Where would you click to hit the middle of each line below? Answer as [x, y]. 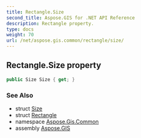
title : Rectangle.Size [35, 12]
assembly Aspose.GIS [42, 128]
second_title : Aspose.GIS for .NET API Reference [71, 18]
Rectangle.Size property [54, 65]
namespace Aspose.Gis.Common [57, 121]
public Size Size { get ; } [41, 79]
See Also [20, 95]
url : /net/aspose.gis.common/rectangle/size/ [65, 40]
